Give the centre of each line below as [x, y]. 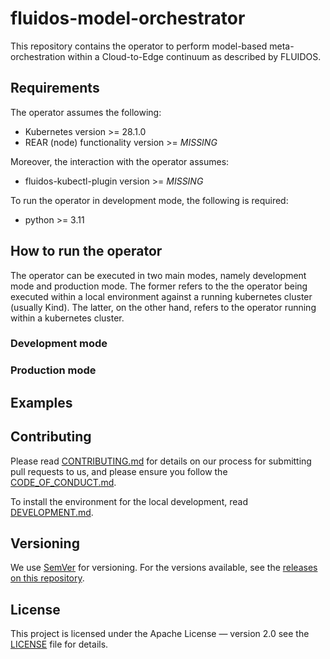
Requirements [55, 88]
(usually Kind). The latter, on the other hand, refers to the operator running [163, 307]
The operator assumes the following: [86, 112]
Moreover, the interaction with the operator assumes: [120, 161]
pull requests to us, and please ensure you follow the [119, 471]
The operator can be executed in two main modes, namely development [158, 275]
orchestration [38, 56]
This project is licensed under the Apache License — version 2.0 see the [160, 634]
